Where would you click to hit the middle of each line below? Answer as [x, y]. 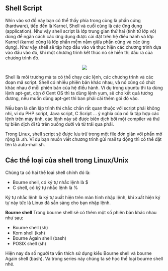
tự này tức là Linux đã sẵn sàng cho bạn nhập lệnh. [58, 203]
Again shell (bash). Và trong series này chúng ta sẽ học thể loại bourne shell [84, 258]
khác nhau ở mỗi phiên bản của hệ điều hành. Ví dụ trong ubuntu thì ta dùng [84, 87]
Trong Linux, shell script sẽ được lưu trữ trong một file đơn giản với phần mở [84, 134]
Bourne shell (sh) [30, 227]
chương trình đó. [22, 58]
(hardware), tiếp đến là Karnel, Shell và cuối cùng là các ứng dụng [74, 26]
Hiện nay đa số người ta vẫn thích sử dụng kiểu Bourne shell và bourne [78, 253]
